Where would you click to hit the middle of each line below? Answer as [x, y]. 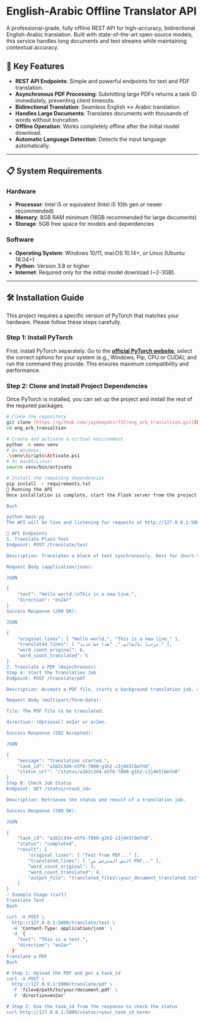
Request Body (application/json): [50, 567]
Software [20, 240]
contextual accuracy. [32, 47]
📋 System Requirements [54, 171]
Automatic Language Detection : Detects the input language [90, 139]
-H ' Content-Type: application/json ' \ [62, 928]
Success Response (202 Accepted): [50, 733]
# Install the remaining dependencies [55, 478]
